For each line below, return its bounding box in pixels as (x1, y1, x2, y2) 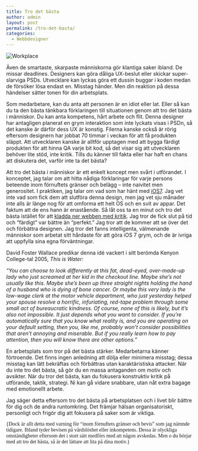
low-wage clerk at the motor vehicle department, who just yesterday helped (6, 292, 191, 299)
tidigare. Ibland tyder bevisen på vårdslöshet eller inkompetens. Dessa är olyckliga (6, 427, 177, 433)
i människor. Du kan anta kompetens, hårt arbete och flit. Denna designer (6, 113, 184, 120)
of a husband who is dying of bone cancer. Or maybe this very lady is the (6, 286, 186, 293)
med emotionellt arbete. (6, 385, 64, 392)
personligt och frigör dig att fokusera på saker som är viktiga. (6, 410, 155, 416)
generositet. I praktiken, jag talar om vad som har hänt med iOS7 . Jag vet (6, 188, 183, 194)
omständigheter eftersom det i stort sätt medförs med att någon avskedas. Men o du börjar (6, 433, 192, 439)
